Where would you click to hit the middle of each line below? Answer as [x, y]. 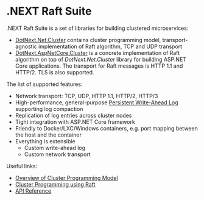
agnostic [26, 46]
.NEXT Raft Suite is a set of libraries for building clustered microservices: [97, 28]
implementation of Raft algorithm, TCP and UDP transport [111, 46]
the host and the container [48, 135]
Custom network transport [57, 154]
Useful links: [22, 166]
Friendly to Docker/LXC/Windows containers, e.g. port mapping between [106, 128]
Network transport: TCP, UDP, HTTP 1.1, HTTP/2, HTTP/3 [86, 96]
